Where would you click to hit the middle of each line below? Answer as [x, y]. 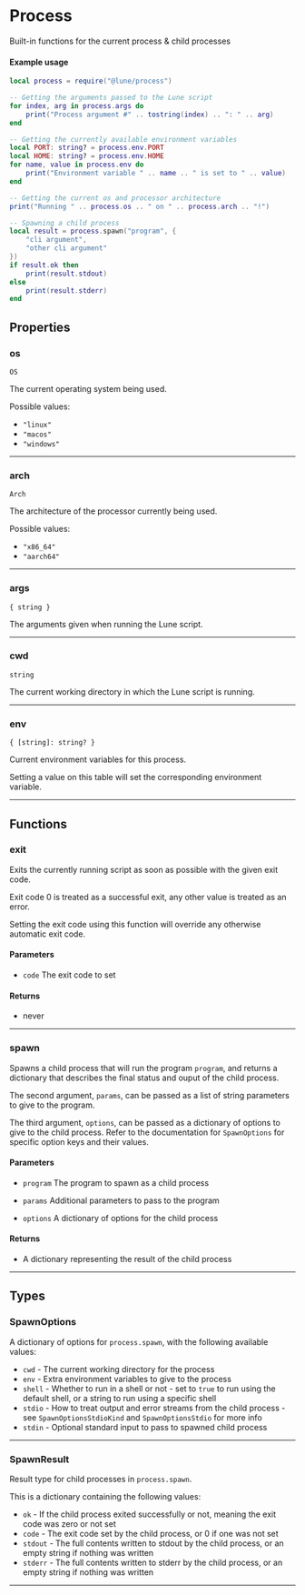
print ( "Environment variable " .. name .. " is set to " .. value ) [156, 174]
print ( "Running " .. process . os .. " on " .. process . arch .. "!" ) [140, 206]
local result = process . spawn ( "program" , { [93, 231]
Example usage [39, 62]
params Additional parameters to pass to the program [121, 1200]
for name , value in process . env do [77, 165]
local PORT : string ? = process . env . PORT [87, 148]
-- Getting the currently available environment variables [123, 139]
